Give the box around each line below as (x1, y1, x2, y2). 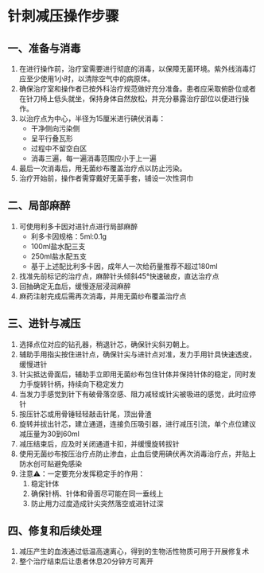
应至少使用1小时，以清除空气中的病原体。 (18, 74, 155, 84)
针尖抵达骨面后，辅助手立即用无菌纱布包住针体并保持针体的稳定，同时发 (18, 369, 256, 379)
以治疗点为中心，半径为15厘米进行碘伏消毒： (18, 114, 166, 123)
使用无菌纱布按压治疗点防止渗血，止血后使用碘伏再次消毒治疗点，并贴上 (18, 449, 256, 458)
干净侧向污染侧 (30, 124, 80, 133)
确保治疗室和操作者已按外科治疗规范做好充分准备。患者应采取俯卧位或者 (18, 84, 256, 93)
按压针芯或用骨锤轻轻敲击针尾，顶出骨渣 (18, 409, 152, 419)
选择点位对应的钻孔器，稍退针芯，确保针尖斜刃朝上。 (18, 339, 194, 349)
